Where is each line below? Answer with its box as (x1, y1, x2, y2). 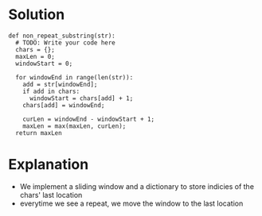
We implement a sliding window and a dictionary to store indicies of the (19, 181, 255, 191)
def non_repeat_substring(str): (8, 32, 115, 40)
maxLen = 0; (15, 52, 56, 60)
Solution (8, 6, 65, 24)
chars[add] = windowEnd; (22, 101, 105, 109)
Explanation (8, 156, 89, 174)
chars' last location (19, 190, 83, 199)
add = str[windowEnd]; (22, 80, 98, 88)
